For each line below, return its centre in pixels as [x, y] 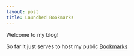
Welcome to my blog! [32, 34]
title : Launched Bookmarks [40, 17]
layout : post [23, 12]
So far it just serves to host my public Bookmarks [67, 46]
